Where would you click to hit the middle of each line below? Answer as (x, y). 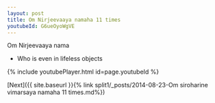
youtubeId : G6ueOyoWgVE (41, 26)
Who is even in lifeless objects (60, 59)
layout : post (26, 13)
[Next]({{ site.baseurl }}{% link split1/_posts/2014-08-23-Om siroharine (108, 85)
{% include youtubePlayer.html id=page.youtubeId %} (83, 72)
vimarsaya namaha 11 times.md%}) (56, 92)
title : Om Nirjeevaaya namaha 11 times (64, 20)
